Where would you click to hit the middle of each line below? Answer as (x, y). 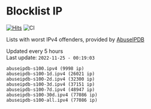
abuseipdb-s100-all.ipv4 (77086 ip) (52, 100)
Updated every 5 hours (35, 51)
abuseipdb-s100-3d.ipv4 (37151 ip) (51, 84)
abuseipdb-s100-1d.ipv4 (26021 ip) (51, 73)
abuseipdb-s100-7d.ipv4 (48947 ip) (51, 89)
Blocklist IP (34, 11)
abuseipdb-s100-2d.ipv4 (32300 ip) (51, 79)
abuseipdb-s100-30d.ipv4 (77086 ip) (52, 95)
